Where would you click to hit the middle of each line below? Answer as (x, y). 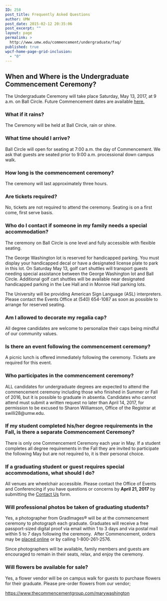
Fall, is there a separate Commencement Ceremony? (70, 432)
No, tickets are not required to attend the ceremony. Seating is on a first (79, 207)
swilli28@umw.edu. (25, 413)
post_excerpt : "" (23, 28)
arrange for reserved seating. (35, 304)
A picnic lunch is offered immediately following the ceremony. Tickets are (81, 357)
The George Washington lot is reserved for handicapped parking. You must (82, 258)
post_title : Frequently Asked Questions (48, 14)
